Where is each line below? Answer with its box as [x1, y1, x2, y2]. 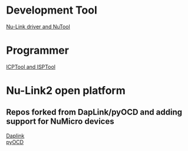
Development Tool [6, 4, 97, 17]
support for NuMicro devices [6, 116, 114, 127]
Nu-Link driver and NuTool [6, 23, 71, 30]
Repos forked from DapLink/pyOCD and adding [6, 107, 183, 117]
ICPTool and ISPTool [6, 63, 56, 70]
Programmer [6, 44, 70, 57]
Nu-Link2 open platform [6, 84, 126, 97]
